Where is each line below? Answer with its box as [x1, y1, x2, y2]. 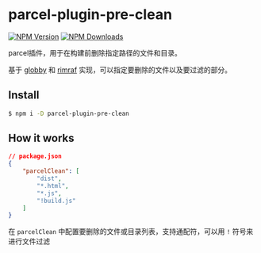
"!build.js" [36, 197, 77, 205]
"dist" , [36, 174, 62, 183]
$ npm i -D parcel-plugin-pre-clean [8, 109, 129, 117]
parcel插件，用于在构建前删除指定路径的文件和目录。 [8, 48, 182, 57]
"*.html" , [36, 182, 69, 190]
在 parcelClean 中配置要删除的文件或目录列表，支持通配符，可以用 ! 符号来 [8, 227, 254, 236]
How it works [8, 132, 75, 145]
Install [8, 89, 40, 102]
